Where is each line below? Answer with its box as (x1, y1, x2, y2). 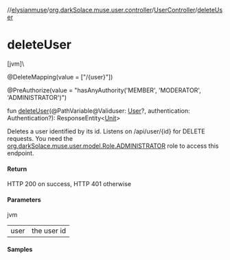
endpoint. (7, 148, 34, 157)
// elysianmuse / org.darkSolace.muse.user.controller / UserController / (7, 6, 198, 14)
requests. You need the (7, 134, 73, 142)
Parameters (7, 195, 41, 204)
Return (7, 164, 27, 173)
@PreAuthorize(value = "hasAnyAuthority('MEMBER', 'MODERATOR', (7, 86, 201, 94)
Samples (7, 245, 33, 253)
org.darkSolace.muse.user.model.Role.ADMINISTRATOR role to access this (7, 142, 219, 150)
